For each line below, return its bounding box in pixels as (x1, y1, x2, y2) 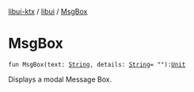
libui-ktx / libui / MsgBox (8, 7, 88, 16)
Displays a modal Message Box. (8, 75, 112, 84)
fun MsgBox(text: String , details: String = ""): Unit (8, 60, 186, 68)
